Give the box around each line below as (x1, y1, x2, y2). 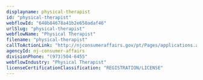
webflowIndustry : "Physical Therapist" (6, 59, 107, 65)
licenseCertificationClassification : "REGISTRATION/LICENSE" (6, 64, 164, 71)
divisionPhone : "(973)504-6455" (6, 54, 88, 60)
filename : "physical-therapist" (6, 37, 88, 43)
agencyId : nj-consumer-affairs (6, 48, 85, 54)
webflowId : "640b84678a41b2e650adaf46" (6, 20, 107, 26)
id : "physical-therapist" (6, 14, 71, 20)
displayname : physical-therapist (6, 8, 91, 15)
